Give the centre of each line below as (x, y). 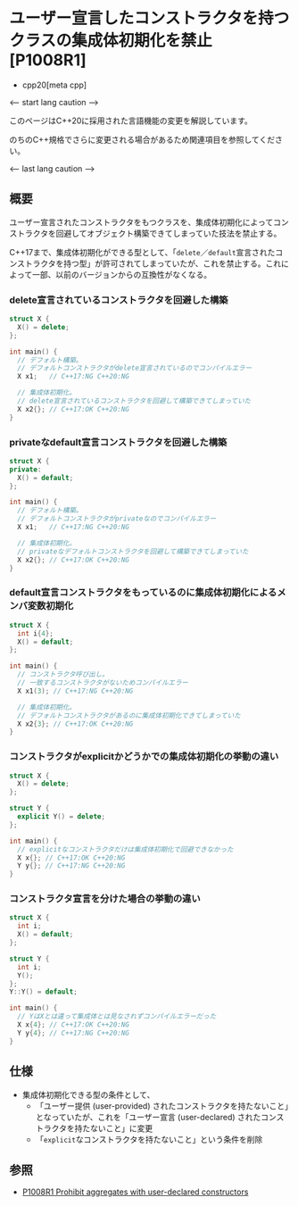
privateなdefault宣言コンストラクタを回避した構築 (118, 442)
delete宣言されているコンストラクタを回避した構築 (119, 300)
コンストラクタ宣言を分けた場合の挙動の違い (105, 899)
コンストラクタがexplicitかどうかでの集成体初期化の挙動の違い (144, 757)
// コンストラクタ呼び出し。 (63, 675)
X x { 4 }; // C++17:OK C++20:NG (73, 1025)
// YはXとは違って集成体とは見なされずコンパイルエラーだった (117, 1017)
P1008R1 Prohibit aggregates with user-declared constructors (135, 1192)
